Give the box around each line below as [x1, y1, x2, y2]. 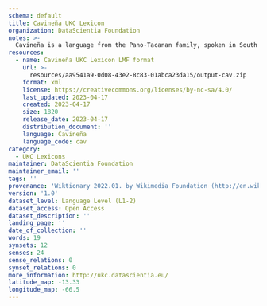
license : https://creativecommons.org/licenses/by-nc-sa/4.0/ [22, 85, 233, 94]
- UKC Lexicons [15, 152, 66, 160]
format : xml [22, 78, 62, 86]
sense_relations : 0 [8, 256, 73, 264]
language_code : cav [22, 137, 87, 146]
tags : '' [8, 175, 37, 183]
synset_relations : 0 [8, 264, 77, 272]
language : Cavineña [22, 130, 87, 138]
